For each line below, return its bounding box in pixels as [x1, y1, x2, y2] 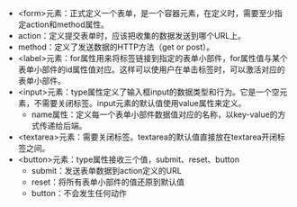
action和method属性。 [25, 19, 110, 30]
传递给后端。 [39, 121, 87, 130]
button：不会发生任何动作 [31, 188, 128, 198]
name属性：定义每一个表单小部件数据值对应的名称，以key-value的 [31, 109, 278, 120]
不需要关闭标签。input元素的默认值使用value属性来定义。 [33, 98, 247, 108]
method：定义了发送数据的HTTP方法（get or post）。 [17, 41, 215, 52]
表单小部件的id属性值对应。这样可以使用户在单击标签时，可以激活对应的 [17, 64, 285, 75]
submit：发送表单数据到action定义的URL [31, 166, 182, 175]
